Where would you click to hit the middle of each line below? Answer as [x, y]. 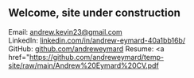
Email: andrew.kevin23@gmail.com [66, 32]
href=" [19, 57]
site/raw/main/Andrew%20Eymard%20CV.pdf [83, 65]
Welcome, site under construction [95, 13]
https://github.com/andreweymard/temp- [97, 57]
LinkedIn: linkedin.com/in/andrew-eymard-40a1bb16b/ [97, 40]
